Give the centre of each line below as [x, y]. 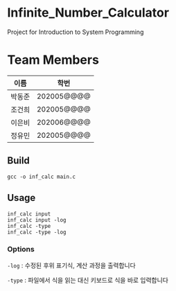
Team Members [53, 60]
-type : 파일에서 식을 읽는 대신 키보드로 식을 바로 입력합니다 [88, 280]
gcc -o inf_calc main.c [42, 177]
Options [21, 249]
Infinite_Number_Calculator [88, 13]
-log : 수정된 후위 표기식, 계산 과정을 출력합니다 [72, 265]
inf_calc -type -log [37, 232]
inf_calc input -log [37, 220]
